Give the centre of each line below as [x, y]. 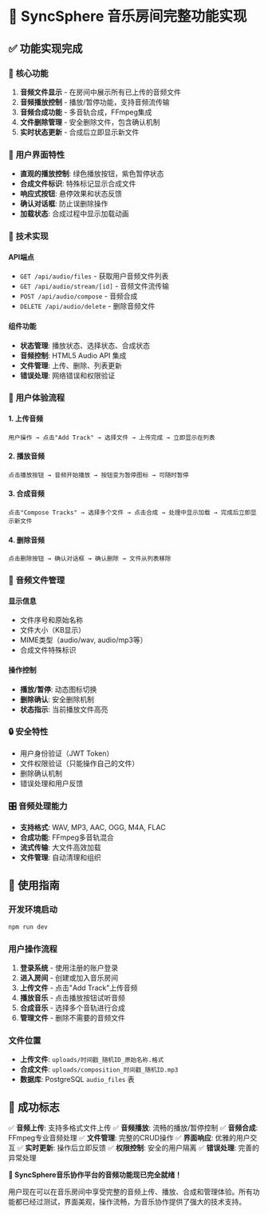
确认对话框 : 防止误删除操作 [64, 204]
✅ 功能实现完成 [45, 48]
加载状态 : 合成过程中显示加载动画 [74, 214]
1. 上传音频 [26, 419]
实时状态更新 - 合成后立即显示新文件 [79, 132]
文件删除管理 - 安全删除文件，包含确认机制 [90, 122]
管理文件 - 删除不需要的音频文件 [73, 1018]
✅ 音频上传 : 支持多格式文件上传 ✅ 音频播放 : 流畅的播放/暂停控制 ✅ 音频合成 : [133, 1128]
